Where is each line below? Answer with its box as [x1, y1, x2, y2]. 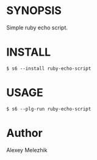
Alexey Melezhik [6, 146, 48, 153]
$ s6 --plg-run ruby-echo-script [6, 106, 92, 112]
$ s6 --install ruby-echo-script [6, 65, 92, 71]
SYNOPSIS [6, 4, 62, 18]
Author [6, 126, 43, 140]
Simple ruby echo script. [6, 24, 68, 31]
